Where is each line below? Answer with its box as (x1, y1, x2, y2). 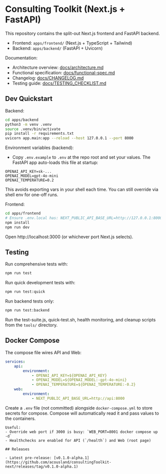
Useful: (5, 425, 21, 430)
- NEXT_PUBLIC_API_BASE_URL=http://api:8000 (31, 396, 125, 401)
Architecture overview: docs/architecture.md (12, 64, 104, 70)
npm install (5, 220, 30, 225)
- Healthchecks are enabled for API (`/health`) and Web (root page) (5, 438, 152, 443)
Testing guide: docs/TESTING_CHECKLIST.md (12, 80, 107, 86)
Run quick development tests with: (5, 280, 76, 286)
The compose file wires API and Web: (5, 349, 82, 355)
